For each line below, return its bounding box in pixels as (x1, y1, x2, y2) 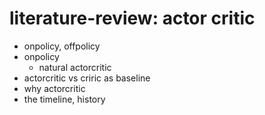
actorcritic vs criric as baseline (23, 72, 151, 84)
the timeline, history (23, 93, 106, 105)
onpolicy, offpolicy (23, 40, 101, 52)
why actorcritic (23, 82, 86, 94)
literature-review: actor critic (9, 7, 256, 30)
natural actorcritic (38, 61, 112, 73)
